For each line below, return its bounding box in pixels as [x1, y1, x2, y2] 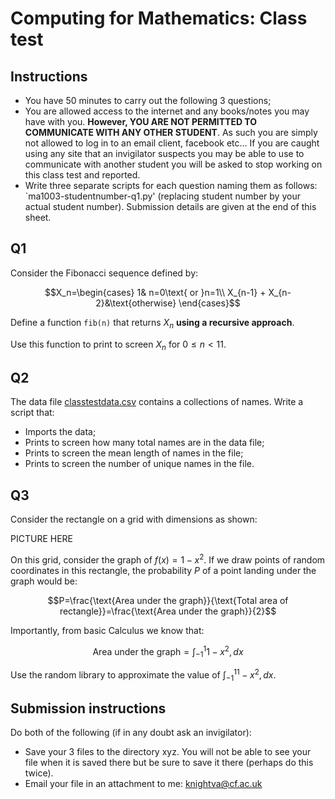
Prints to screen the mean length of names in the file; [24, 447, 244, 459]
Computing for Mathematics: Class [10, 7, 308, 30]
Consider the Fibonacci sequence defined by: [10, 267, 199, 279]
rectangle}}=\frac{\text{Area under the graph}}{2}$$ [59, 605, 277, 617]
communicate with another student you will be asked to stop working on [24, 158, 323, 170]
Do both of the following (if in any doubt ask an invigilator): [10, 727, 252, 739]
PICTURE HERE [10, 533, 73, 545]
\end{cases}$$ [178, 297, 241, 309]
